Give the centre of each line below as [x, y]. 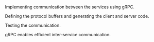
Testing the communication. [33, 25]
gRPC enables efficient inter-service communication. [58, 35]
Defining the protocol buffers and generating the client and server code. [77, 16]
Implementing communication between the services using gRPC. [70, 7]
